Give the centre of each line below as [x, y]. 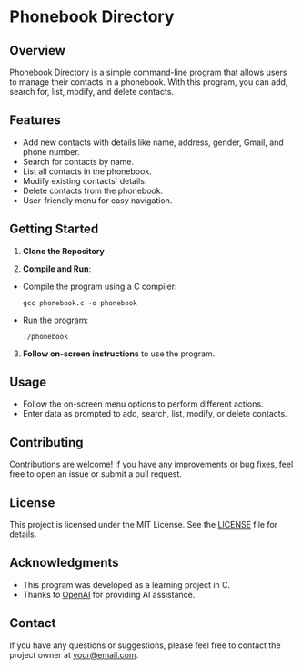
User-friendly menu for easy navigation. [97, 200]
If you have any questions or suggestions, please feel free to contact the [145, 645]
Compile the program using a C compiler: [100, 286]
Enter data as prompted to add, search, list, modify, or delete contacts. [155, 414]
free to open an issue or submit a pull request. [96, 474]
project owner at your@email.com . [74, 654]
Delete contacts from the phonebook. [93, 190]
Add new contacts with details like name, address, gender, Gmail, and [153, 142]
